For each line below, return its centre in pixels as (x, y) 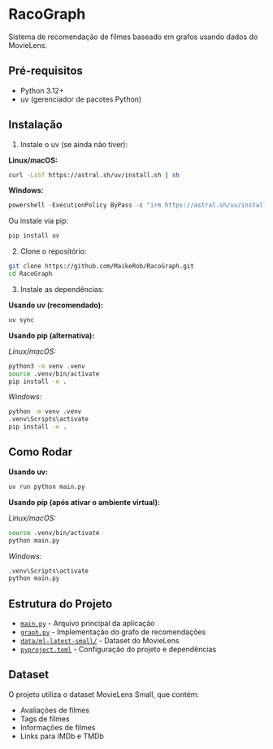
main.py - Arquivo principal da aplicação (88, 624)
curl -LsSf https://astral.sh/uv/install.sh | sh (94, 175)
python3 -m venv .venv (47, 366)
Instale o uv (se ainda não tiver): (74, 144)
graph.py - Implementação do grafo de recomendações (113, 632)
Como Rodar (41, 452)
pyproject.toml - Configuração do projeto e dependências (118, 649)
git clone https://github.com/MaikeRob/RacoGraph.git (102, 266)
